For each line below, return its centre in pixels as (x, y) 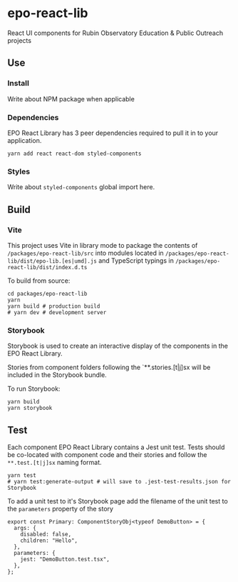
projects (20, 40)
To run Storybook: (34, 389)
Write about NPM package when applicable (71, 99)
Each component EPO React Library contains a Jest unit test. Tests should (116, 447)
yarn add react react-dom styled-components (74, 154)
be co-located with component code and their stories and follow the (107, 455)
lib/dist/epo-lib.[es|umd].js (52, 261)
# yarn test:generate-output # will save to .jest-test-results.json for (119, 482)
